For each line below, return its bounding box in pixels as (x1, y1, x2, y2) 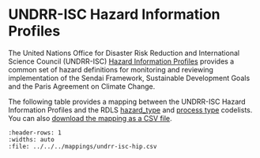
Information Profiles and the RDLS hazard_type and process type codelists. (8, 105, 253, 115)
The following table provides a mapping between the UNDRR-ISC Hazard (8, 97, 247, 106)
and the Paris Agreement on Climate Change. (8, 81, 156, 91)
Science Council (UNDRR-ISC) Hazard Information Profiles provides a (8, 57, 235, 66)
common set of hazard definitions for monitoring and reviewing (8, 64, 213, 74)
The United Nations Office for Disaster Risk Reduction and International (8, 48, 239, 57)
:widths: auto (8, 135, 55, 143)
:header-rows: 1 (8, 128, 62, 137)
